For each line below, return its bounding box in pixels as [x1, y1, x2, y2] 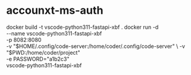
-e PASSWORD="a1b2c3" [6, 55, 70, 62]
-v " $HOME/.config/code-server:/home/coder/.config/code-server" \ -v [6, 43, 186, 50]
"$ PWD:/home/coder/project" [6, 49, 80, 56]
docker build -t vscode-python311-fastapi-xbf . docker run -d [6, 23, 159, 31]
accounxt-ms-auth [6, 4, 104, 17]
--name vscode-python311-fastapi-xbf [6, 29, 102, 37]
